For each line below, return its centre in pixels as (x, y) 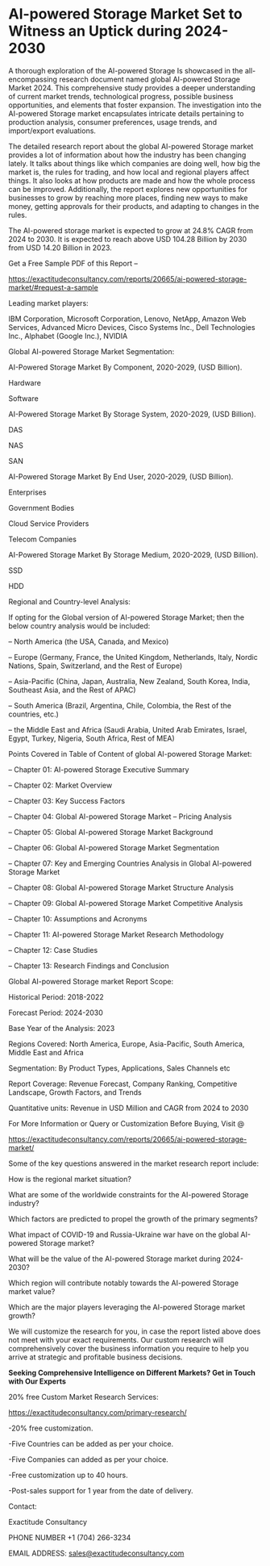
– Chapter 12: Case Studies (53, 950)
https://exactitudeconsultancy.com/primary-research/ (98, 1412)
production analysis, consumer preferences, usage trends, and (113, 122)
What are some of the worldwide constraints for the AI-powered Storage (129, 1194)
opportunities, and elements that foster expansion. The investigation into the (135, 105)
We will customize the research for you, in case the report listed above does (135, 1331)
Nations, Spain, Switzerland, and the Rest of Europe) (96, 666)
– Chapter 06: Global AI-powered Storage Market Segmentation (114, 847)
